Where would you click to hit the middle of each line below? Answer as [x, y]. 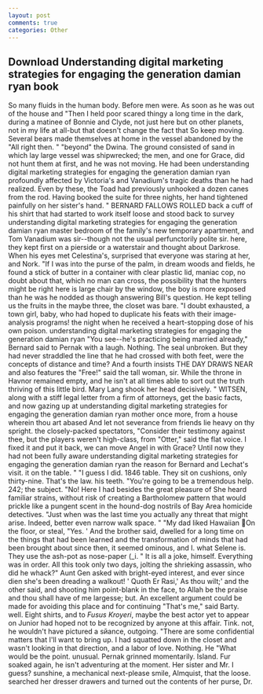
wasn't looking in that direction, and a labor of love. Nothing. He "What [122, 648]
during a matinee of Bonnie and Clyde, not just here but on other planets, [126, 122]
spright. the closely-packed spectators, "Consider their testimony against [127, 431]
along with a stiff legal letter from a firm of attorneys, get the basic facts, [126, 398]
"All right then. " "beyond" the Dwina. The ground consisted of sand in [122, 147]
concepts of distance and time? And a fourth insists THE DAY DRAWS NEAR [131, 364]
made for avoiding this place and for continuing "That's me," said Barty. [124, 607]
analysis [22, 322]
